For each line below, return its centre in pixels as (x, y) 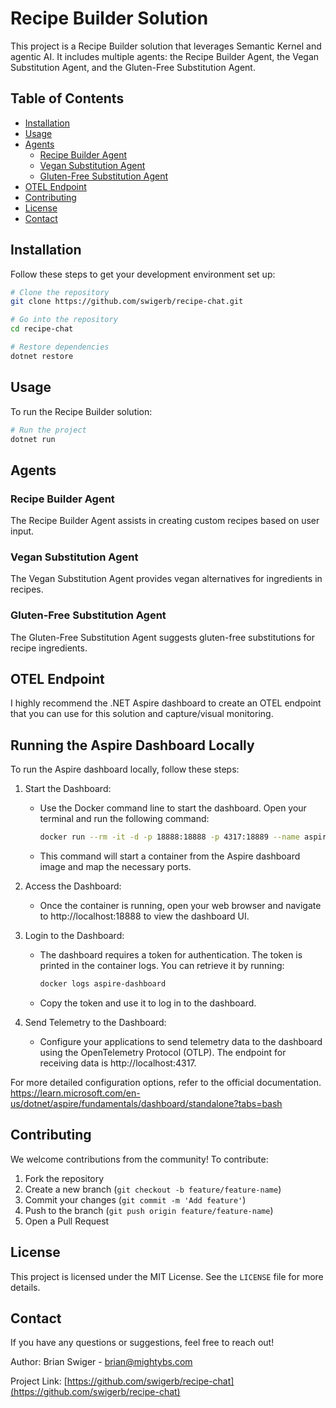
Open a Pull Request (67, 1221)
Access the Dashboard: (73, 886)
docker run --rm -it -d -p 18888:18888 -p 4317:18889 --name (169, 837)
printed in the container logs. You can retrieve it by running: (162, 966)
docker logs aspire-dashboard (103, 984)
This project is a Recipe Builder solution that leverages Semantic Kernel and (166, 46)
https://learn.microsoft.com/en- (75, 1093)
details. (25, 1287)
